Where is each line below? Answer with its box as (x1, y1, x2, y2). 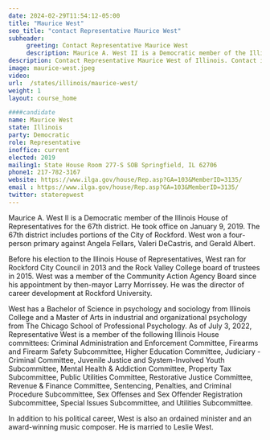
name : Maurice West (8, 116, 74, 125)
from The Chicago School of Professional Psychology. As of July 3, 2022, (8, 321, 252, 331)
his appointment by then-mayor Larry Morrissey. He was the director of (8, 279, 245, 290)
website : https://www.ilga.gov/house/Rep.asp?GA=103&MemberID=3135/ (8, 176, 243, 184)
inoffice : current (8, 146, 70, 154)
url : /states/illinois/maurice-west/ (8, 79, 138, 87)
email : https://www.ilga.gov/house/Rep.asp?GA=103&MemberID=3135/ (8, 183, 239, 191)
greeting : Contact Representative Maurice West (26, 42, 189, 50)
